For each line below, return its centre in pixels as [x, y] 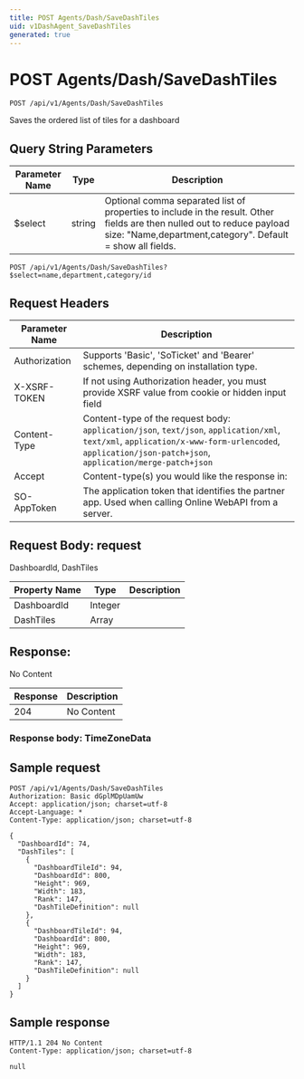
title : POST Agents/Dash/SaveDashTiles [85, 18]
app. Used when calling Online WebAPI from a [180, 501]
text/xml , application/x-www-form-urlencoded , [181, 441]
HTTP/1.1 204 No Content [56, 1043]
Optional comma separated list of [175, 201]
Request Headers [59, 303]
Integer [105, 605]
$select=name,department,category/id [81, 276]
